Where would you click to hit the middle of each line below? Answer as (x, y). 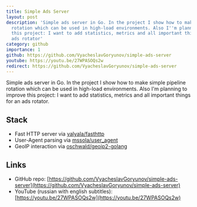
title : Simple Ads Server (38, 11)
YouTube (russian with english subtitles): (63, 191)
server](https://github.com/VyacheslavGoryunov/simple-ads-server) (97, 185)
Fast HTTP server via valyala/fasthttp (59, 134)
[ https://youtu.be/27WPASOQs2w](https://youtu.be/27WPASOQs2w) (98, 198)
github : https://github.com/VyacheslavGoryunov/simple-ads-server (89, 55)
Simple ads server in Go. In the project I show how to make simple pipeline (96, 83)
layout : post (22, 17)
